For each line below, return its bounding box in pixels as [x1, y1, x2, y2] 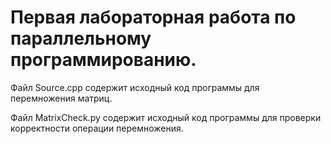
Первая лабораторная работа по [10, 6, 297, 29]
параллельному [10, 27, 152, 50]
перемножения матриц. [10, 92, 113, 104]
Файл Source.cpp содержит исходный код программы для [10, 81, 260, 93]
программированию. [10, 49, 197, 71]
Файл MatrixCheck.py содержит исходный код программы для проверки [10, 111, 322, 123]
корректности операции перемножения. [10, 122, 184, 134]
